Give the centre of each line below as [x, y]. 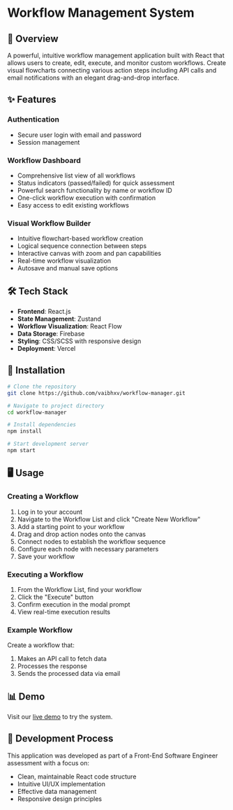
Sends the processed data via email [69, 674]
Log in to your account [50, 512]
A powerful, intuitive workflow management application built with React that [116, 55]
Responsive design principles [60, 799]
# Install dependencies [42, 425]
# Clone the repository [42, 386]
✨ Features [32, 100]
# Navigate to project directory [56, 406]
